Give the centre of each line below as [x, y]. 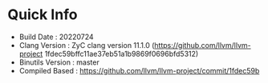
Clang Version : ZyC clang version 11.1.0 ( [87, 45]
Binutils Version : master [59, 62]
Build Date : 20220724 [56, 37]
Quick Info [43, 15]
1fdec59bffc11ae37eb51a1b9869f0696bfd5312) [122, 53]
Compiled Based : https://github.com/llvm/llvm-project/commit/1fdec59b [139, 70]
